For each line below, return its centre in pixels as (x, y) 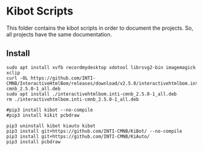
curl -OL (17, 78)
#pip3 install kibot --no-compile (50, 110)
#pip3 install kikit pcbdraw (43, 115)
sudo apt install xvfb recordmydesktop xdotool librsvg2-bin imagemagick (101, 67)
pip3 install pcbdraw (34, 142)
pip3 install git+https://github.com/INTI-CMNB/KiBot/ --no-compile (94, 131)
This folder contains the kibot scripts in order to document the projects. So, (100, 28)
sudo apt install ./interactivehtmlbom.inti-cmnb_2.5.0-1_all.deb (92, 94)
